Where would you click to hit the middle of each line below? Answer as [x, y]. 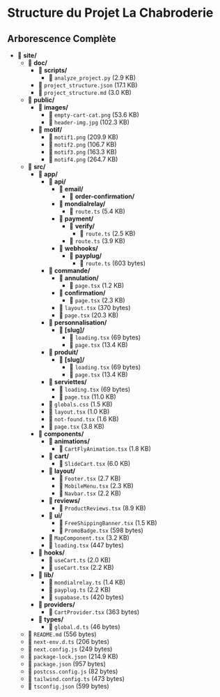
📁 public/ [41, 100]
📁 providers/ [56, 604]
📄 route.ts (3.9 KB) [97, 241]
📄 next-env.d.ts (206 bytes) [69, 641]
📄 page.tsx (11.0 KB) [87, 397]
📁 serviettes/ [68, 382]
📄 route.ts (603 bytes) [113, 263]
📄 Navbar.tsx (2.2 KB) [90, 493]
